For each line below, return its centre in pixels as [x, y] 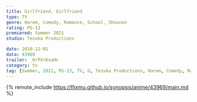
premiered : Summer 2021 [35, 33]
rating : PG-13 [23, 28]
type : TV [17, 17]
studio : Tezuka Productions [40, 38]
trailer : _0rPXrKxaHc [33, 60]
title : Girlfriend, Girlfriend [44, 11]
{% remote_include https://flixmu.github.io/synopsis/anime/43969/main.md [97, 87]
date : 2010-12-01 [27, 49]
